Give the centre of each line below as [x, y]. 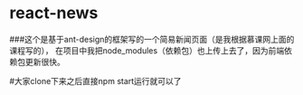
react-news [54, 13]
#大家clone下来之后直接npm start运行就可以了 [96, 81]
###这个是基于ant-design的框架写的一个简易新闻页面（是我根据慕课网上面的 [152, 39]
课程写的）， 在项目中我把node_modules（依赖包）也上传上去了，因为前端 [147, 50]
